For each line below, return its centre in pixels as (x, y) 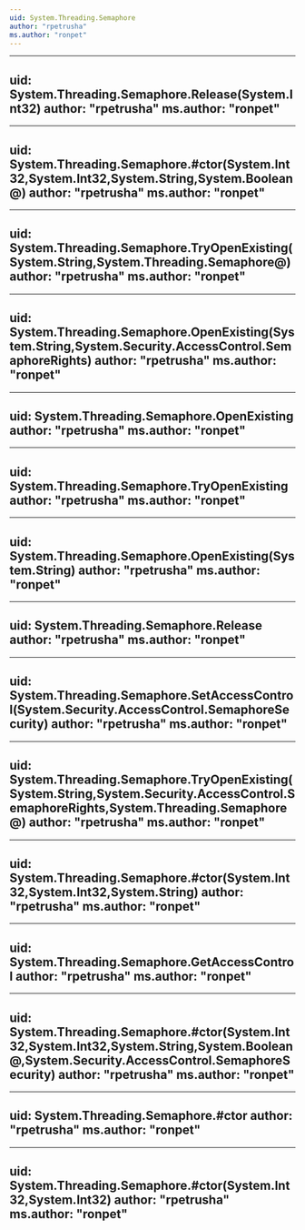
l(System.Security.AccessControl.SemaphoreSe (150, 710)
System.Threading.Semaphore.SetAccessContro (152, 696)
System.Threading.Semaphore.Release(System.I (151, 94)
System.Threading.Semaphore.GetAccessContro (152, 962)
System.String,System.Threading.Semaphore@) (151, 262)
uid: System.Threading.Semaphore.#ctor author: (151, 1116)
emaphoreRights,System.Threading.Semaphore (148, 808)
